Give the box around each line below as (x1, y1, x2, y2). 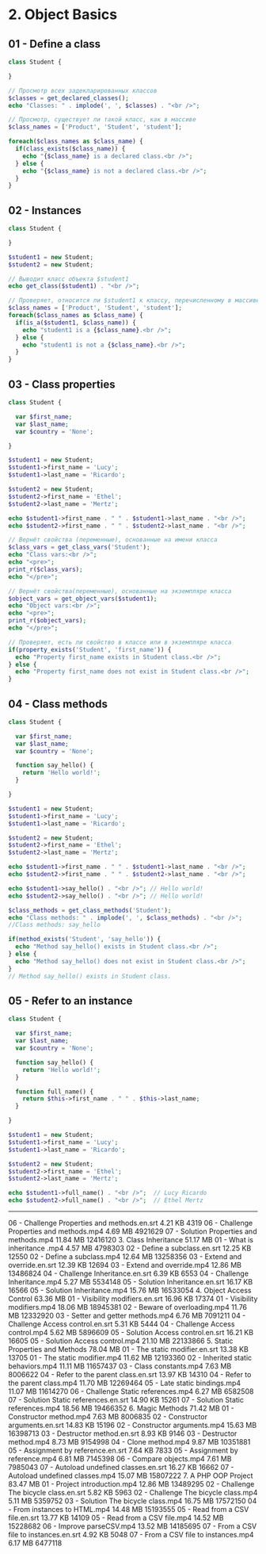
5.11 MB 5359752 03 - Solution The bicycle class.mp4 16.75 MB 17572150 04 (8, 1496, 257, 1506)
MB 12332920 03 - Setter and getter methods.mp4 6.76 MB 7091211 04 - (8, 1311, 246, 1320)
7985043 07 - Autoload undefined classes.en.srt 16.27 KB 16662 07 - (8, 1463, 234, 1472)
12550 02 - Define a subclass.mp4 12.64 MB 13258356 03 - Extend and (8, 1252, 242, 1261)
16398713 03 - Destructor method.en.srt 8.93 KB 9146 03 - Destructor (8, 1429, 237, 1438)
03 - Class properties (8, 377, 116, 391)
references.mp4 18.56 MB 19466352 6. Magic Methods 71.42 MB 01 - (8, 1403, 235, 1413)
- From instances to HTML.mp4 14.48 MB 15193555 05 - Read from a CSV (8, 1505, 249, 1514)
